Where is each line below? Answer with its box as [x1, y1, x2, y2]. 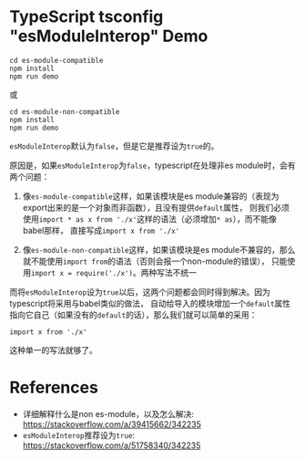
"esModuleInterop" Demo [9, 26, 208, 47]
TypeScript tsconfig [9, 6, 164, 27]
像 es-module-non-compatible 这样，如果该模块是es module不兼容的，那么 [22, 244, 296, 255]
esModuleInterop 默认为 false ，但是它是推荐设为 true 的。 [9, 140, 219, 152]
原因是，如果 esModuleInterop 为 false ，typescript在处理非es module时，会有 [9, 160, 296, 171]
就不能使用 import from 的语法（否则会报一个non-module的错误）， [22, 256, 269, 267]
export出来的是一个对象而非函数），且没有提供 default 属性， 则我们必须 [22, 202, 290, 213]
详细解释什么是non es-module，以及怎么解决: [22, 408, 194, 419]
